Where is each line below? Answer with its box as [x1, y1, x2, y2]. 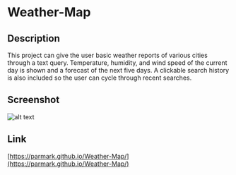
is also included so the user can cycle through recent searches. [7, 73, 192, 82]
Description [7, 32, 60, 44]
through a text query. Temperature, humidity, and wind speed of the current [7, 59, 228, 67]
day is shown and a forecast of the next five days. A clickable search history [7, 66, 230, 74]
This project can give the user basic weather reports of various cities [7, 51, 208, 59]
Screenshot [7, 94, 60, 106]
